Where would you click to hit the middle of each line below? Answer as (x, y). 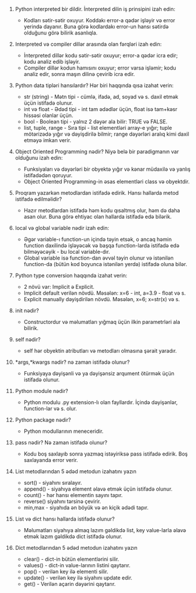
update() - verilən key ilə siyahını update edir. (78, 578)
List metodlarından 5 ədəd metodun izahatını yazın (76, 471)
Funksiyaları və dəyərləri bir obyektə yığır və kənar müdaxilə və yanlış (107, 169)
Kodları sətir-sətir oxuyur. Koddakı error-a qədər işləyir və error (99, 20)
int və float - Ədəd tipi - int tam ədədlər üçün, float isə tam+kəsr (100, 109)
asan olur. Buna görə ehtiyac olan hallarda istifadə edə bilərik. (98, 217)
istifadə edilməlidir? (38, 199)
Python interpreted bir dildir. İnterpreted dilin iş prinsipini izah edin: (95, 9)
